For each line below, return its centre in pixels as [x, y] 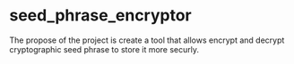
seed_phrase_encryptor [101, 16]
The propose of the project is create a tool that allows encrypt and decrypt [147, 40]
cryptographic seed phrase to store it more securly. [104, 49]
